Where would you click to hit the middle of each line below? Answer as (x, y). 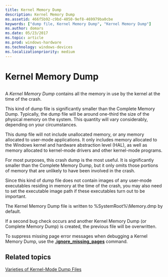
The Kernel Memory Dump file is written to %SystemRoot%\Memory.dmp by (84, 206)
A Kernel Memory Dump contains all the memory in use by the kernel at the (83, 94)
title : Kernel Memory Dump (33, 10)
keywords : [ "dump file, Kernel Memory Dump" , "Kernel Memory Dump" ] (78, 24)
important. (16, 196)
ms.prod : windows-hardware (33, 43)
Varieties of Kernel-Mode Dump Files (43, 269)
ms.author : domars (24, 29)
